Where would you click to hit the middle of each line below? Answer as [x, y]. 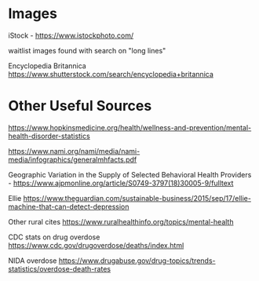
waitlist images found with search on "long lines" [87, 50]
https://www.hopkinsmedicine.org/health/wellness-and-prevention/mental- [130, 127]
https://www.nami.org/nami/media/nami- [74, 151]
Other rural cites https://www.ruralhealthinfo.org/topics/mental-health [121, 221]
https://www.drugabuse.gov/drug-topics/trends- [137, 261]
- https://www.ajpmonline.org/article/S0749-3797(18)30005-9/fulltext [121, 183]
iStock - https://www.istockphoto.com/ [71, 35]
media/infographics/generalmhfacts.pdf [73, 159]
